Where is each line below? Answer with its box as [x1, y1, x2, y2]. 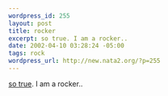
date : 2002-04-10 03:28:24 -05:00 [8, 42, 125, 50]
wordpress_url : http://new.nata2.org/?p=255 [8, 57, 161, 65]
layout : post [8, 19, 52, 27]
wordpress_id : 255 [8, 11, 70, 20]
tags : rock [8, 49, 45, 57]
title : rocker [8, 27, 57, 35]
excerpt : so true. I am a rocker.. [8, 34, 128, 43]
